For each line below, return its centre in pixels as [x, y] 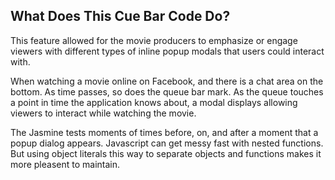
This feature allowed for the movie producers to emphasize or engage [154, 40]
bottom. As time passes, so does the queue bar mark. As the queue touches [167, 91]
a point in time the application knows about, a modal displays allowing [154, 102]
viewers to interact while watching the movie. [103, 113]
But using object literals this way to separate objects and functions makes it [166, 153]
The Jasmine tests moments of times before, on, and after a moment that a [164, 132]
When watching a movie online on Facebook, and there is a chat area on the [167, 81]
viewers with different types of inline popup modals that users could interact [167, 51]
